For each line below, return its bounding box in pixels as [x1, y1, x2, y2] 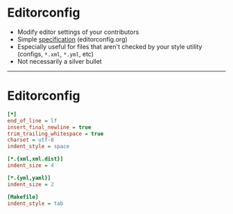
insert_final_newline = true [7, 123, 92, 131]
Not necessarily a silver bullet [17, 57, 102, 65]
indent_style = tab [7, 199, 64, 207]
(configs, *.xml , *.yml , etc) [17, 50, 94, 58]
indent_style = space [7, 143, 70, 150]
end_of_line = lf [7, 117, 58, 124]
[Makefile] [7, 193, 39, 200]
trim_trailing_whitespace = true [7, 130, 104, 137]
